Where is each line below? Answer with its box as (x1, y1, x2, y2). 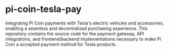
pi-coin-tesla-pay (5, 3, 82, 15)
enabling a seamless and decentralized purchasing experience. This (5, 25, 148, 31)
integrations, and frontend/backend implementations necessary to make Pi (5, 36, 161, 42)
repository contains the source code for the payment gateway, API (5, 30, 144, 36)
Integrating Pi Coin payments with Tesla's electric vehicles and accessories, (5, 20, 164, 26)
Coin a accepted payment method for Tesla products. (5, 41, 117, 47)
